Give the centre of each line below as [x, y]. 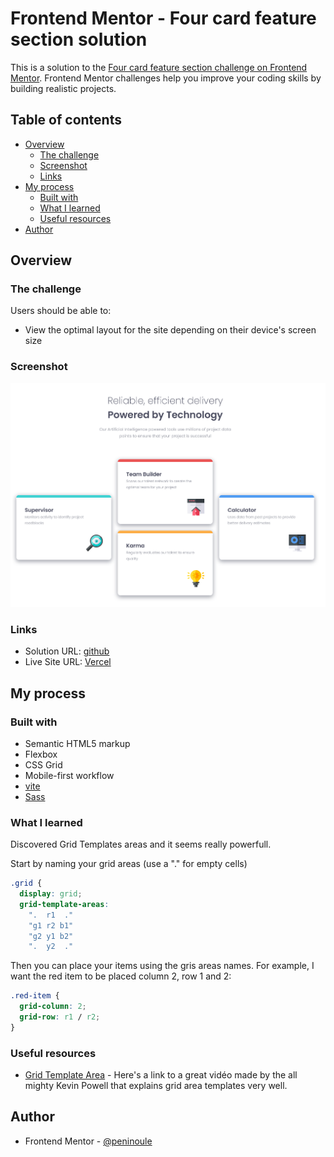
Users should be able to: [61, 311]
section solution [79, 39]
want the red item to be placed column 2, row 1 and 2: [121, 976]
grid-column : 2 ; [53, 1007]
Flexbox [41, 754]
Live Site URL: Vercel [68, 662]
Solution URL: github [67, 651]
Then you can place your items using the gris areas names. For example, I [162, 966]
